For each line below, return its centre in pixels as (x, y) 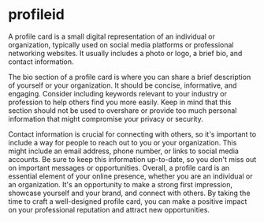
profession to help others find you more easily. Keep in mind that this (120, 102)
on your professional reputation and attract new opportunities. (109, 209)
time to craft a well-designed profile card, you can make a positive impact (128, 201)
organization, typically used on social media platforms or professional (121, 44)
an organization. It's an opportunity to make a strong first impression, (120, 184)
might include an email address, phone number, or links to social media (123, 151)
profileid (37, 15)
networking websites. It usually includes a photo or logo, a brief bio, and (125, 53)
